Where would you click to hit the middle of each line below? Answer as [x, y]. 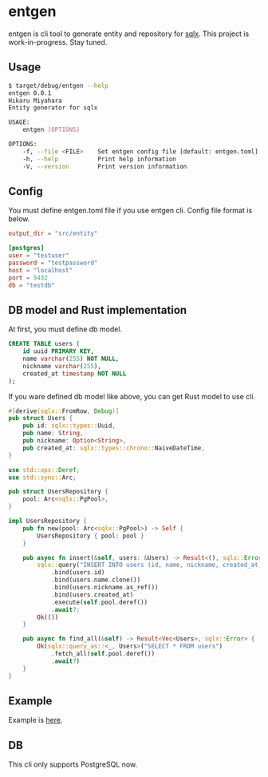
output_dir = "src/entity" [53, 234]
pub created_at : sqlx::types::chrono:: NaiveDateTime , [114, 448]
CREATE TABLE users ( [44, 344]
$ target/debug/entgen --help [59, 85]
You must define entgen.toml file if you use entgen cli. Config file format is [130, 211]
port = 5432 [28, 278]
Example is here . [35, 720]
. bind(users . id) [78, 573]
